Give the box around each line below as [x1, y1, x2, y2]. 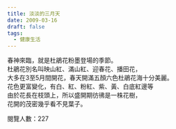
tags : [7, 29, 23, 37]
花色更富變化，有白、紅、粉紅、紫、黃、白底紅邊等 [7, 82, 154, 91]
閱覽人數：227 [7, 114, 49, 123]
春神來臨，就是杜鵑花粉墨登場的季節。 [7, 56, 117, 65]
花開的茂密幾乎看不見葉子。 [7, 100, 87, 108]
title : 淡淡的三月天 [7, 10, 61, 17]
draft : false [7, 23, 45, 30]
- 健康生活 [13, 36, 41, 43]
